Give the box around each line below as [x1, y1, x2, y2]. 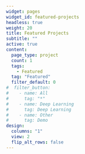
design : [6, 123, 25, 129]
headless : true [6, 19, 43, 25]
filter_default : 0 [11, 80, 56, 85]
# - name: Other [6, 112, 54, 118]
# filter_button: [6, 85, 51, 91]
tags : [11, 63, 25, 69]
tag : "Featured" [11, 74, 51, 80]
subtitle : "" [6, 36, 38, 42]
